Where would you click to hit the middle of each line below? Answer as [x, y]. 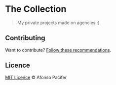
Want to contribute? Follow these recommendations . [58, 50]
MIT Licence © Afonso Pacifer [36, 77]
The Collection [36, 9]
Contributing [25, 38]
